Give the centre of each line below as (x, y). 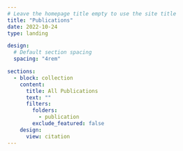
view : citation (48, 136)
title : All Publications (62, 91)
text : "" (38, 98)
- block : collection (43, 78)
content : (32, 85)
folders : (45, 110)
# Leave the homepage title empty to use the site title (92, 14)
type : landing (28, 33)
